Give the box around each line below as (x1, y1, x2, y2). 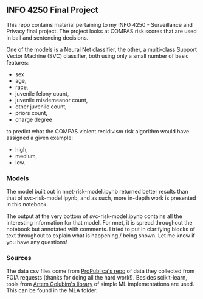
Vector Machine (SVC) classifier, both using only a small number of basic (6, 52, 189, 60)
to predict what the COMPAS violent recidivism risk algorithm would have (6, 127, 190, 135)
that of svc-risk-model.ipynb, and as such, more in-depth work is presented (6, 194, 196, 202)
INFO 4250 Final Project (6, 5, 98, 15)
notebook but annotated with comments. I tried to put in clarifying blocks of (6, 225, 196, 233)
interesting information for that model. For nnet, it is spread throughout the (6, 219, 193, 227)
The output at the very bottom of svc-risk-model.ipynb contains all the (6, 213, 182, 220)
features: (6, 58, 29, 66)
